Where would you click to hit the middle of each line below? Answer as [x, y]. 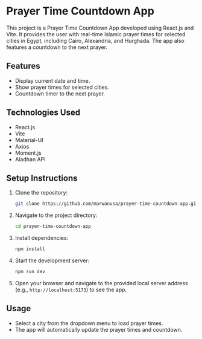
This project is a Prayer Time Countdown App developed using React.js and [100, 28]
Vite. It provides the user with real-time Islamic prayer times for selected [96, 34]
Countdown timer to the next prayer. [60, 93]
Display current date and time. [52, 80]
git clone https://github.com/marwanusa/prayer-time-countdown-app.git [107, 204]
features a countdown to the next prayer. [57, 47]
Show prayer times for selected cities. [62, 87]
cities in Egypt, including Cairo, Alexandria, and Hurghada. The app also [96, 40]
